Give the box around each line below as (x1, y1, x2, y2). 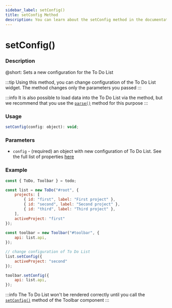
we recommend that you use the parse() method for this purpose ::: (5, 100, 148, 106)
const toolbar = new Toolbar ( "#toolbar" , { (5, 230, 100, 236)
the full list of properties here (12, 153, 74, 160)
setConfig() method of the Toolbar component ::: (5, 297, 110, 303)
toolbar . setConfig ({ (5, 273, 50, 278)
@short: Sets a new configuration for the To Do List (5, 69, 114, 75)
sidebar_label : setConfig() (5, 7, 66, 13)
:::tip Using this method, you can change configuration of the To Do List (5, 79, 156, 85)
